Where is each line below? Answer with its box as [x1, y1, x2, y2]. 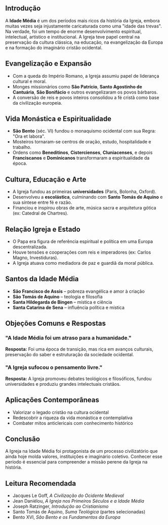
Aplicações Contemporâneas [5, 396, 100, 405]
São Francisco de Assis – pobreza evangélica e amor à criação [12, 288, 145, 294]
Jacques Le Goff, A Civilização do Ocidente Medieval [12, 492, 124, 499]
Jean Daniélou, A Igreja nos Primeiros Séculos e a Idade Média [12, 498, 144, 504]
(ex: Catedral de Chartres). [12, 210, 68, 217]
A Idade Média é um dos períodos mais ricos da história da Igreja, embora [5, 17, 160, 23]
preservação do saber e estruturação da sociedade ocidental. [5, 351, 134, 357]
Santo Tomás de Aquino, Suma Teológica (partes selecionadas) [12, 509, 146, 515]
